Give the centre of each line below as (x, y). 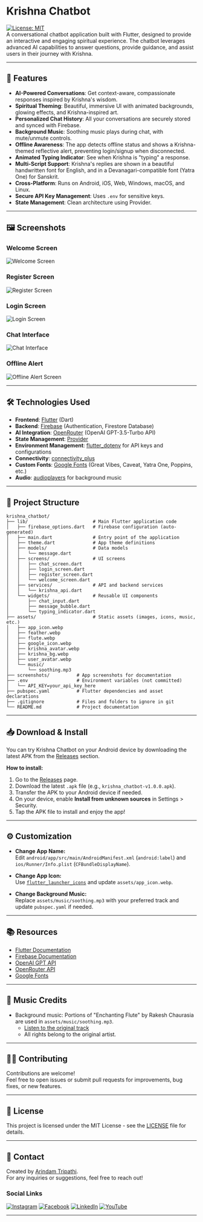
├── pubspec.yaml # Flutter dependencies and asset (85, 692)
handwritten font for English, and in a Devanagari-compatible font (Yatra (105, 170)
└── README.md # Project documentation (72, 707)
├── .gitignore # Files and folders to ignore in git (90, 702)
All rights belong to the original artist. (70, 1034)
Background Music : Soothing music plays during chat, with (89, 131)
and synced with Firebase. (48, 125)
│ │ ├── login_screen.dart (46, 570)
